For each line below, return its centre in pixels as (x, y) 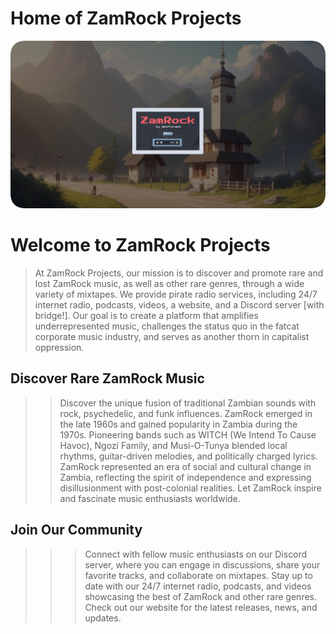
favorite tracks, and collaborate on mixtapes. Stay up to (198, 575)
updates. (103, 618)
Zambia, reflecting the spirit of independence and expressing (185, 477)
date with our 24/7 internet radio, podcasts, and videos (198, 586)
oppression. (59, 347)
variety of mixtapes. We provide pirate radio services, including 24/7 (176, 294)
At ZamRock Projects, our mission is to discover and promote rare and (179, 273)
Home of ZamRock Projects (126, 18)
